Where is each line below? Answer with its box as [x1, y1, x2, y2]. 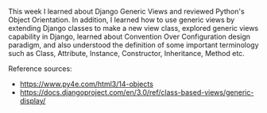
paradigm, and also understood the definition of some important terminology [8, 40, 260, 50]
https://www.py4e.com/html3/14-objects [19, 79, 153, 89]
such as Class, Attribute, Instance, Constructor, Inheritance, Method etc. [8, 49, 245, 58]
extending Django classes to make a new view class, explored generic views [8, 24, 259, 32]
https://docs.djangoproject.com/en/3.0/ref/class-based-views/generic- [19, 88, 254, 97]
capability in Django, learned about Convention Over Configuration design [8, 32, 251, 41]
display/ [19, 96, 46, 105]
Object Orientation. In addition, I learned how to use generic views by [8, 15, 235, 24]
